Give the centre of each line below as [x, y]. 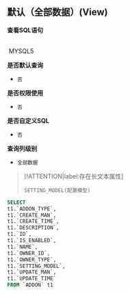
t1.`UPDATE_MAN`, [32, 272]
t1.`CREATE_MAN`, [32, 215]
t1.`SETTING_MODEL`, [37, 266]
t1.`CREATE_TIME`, [33, 222]
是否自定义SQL [28, 120]
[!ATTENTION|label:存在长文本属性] [74, 176]
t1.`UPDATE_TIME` [32, 279]
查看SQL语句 [25, 30]
